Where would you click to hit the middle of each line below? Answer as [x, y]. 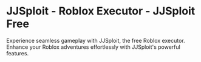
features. [18, 53]
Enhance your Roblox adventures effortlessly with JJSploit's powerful [93, 47]
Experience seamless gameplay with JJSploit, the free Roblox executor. [96, 40]
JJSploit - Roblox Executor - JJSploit [101, 11]
